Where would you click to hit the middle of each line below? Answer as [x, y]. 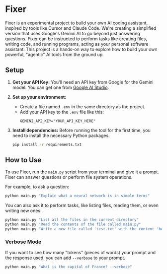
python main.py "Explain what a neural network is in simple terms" [78, 196]
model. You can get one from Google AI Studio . [61, 87]
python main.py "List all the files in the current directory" [72, 220]
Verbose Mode [23, 242]
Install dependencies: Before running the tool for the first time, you [81, 130]
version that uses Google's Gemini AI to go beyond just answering [73, 33]
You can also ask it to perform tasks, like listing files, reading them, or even [82, 205]
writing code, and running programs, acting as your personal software [77, 44]
